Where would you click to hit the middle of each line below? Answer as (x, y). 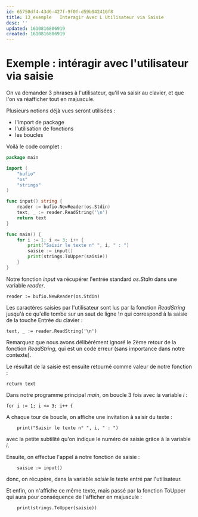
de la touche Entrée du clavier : (44, 320)
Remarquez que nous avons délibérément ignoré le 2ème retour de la (91, 342)
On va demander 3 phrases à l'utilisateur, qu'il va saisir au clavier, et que (95, 93)
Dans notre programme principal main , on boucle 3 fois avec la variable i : (97, 394)
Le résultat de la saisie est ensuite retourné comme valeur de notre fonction (99, 366)
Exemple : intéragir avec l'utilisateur (98, 64)
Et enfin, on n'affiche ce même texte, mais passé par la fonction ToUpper (96, 490)
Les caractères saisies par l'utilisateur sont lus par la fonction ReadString (96, 307)
